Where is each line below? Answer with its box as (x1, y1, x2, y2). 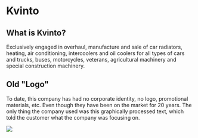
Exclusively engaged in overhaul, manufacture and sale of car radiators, (6, 43, 183, 50)
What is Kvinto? (6, 28, 66, 38)
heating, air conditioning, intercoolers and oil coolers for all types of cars (6, 50, 185, 57)
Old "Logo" (6, 79, 49, 89)
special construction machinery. (6, 62, 85, 69)
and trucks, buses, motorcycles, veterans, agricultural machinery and (6, 56, 177, 63)
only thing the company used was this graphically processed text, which (6, 108, 184, 115)
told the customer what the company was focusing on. (6, 114, 140, 121)
